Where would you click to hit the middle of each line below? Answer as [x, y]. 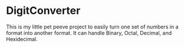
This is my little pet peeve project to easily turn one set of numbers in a [92, 27]
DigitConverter [43, 11]
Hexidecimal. [22, 39]
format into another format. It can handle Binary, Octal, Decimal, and [89, 32]
